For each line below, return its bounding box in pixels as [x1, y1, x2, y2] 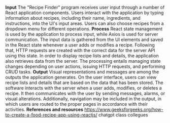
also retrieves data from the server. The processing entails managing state [5, 58, 161, 64]
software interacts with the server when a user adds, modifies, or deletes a [5, 85, 162, 91]
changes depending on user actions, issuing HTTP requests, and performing [5, 63, 165, 69]
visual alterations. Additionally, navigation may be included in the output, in [5, 96, 162, 102]
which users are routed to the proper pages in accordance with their [5, 101, 148, 107]
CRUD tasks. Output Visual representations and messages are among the [5, 69, 159, 75]
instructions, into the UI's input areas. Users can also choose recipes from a [5, 20, 164, 26]
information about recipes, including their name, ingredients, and [5, 15, 141, 21]
